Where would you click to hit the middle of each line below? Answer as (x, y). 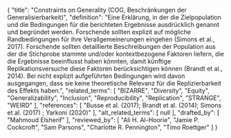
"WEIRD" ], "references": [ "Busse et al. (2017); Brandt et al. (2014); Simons (114, 105)
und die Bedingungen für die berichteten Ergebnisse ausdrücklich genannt (113, 24)
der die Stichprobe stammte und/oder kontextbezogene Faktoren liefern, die (116, 54)
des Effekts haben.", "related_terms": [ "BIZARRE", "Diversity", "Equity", (108, 90)
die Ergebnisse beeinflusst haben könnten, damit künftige (89, 61)
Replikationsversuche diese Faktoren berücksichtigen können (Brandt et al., (115, 69)
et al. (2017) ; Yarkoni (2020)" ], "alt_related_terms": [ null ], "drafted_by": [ (113, 112)
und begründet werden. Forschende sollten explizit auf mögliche (99, 32)
